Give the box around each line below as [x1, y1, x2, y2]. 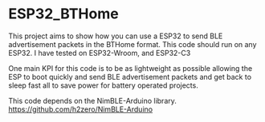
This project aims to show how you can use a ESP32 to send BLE [8, 31, 223, 41]
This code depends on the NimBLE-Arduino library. [8, 96, 177, 105]
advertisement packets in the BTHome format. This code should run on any [8, 39, 257, 49]
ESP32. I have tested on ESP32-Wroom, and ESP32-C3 [8, 48, 191, 57]
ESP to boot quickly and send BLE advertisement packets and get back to [8, 72, 251, 81]
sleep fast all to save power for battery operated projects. [8, 81, 198, 90]
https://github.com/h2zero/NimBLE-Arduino [8, 104, 153, 114]
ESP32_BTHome [8, 5, 119, 23]
